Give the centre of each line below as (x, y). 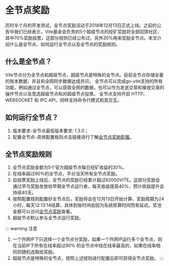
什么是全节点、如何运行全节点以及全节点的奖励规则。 (65, 44)
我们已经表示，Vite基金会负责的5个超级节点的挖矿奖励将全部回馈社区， (88, 31)
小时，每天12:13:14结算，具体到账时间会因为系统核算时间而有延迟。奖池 (87, 205)
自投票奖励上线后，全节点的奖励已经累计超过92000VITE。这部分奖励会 (86, 180)
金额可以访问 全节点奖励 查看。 (43, 211)
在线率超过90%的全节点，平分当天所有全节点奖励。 (66, 174)
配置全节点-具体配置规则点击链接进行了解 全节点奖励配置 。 (73, 137)
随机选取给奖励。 (39, 252)
